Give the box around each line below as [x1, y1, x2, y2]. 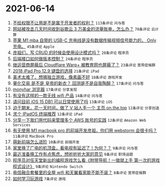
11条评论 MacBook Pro [12, 133, 54, 139]
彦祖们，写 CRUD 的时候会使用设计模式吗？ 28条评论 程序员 [12, 50, 129, 55]
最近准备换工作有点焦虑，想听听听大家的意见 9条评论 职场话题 [12, 151, 134, 157]
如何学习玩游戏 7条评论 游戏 [12, 175, 66, 182]
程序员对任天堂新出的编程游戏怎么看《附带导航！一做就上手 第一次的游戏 [12, 157, 160, 163]
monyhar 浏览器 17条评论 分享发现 [12, 86, 77, 92]
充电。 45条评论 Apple [12, 43, 55, 49]
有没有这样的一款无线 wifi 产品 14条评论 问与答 [12, 92, 103, 98]
